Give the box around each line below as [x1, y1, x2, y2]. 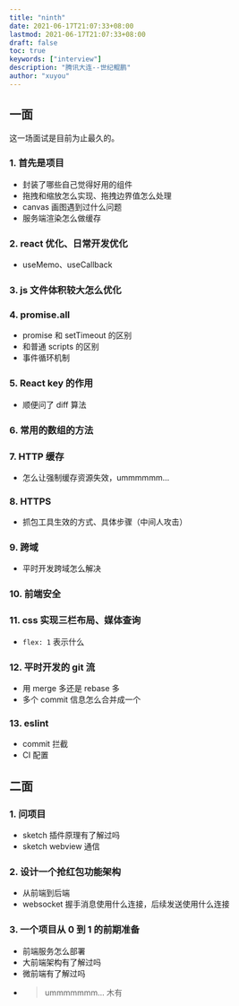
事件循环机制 [21, 352, 70, 363]
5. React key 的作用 [9, 377, 94, 390]
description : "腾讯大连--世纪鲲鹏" [9, 64, 132, 73]
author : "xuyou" [9, 72, 70, 81]
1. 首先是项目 [9, 157, 64, 169]
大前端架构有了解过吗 [21, 957, 101, 967]
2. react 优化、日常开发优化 [9, 237, 128, 249]
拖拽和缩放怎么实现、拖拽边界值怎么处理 [21, 190, 172, 201]
